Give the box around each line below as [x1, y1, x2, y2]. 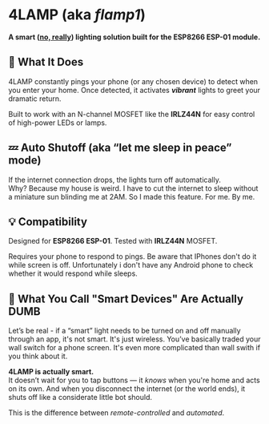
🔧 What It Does [8, 55, 84, 69]
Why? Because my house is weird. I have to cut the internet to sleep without [8, 183, 259, 193]
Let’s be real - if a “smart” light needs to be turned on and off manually [8, 326, 242, 336]
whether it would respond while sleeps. [8, 269, 138, 278]
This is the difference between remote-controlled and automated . [8, 408, 225, 418]
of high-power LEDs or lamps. [8, 118, 107, 127]
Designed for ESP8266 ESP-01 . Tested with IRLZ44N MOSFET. [8, 236, 218, 246]
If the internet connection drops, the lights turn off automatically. [8, 175, 222, 184]
